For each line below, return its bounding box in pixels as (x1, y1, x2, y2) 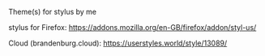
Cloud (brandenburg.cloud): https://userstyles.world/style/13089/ (8, 38, 228, 48)
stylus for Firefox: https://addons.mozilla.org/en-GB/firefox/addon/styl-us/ (8, 23, 257, 32)
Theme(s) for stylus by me (8, 7, 97, 16)
